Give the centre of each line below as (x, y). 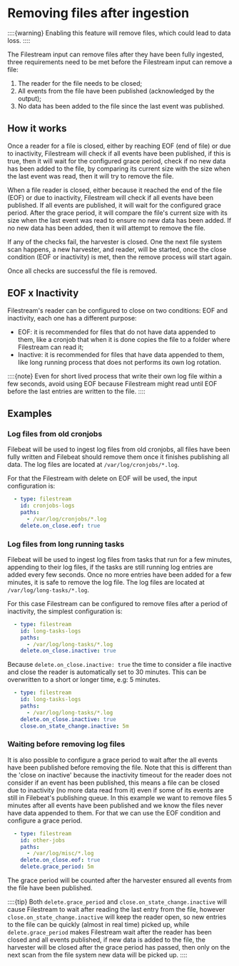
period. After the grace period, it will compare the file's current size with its (118, 213)
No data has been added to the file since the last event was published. (121, 106)
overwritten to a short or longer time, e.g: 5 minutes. (84, 680)
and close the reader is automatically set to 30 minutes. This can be (107, 672)
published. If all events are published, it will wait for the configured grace (115, 205)
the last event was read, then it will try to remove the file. (91, 176)
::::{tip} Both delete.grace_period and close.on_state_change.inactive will (117, 902)
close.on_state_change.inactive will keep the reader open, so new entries (117, 917)
